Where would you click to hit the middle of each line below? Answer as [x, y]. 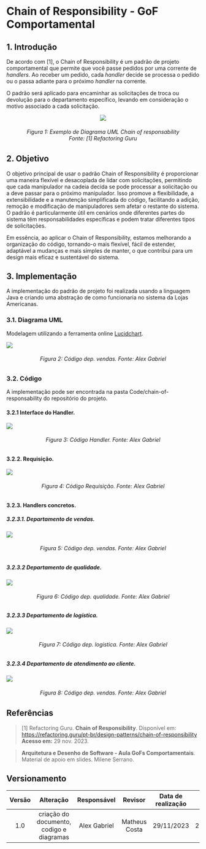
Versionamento [36, 779]
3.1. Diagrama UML [35, 320]
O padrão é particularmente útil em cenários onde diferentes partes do [96, 212]
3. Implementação [42, 276]
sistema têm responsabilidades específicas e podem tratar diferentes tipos [101, 219]
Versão [20, 800]
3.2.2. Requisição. [30, 459]
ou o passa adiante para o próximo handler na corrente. [77, 81]
